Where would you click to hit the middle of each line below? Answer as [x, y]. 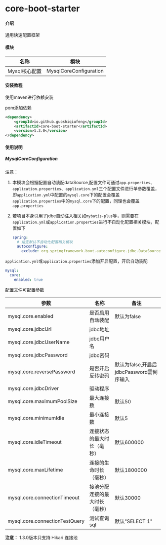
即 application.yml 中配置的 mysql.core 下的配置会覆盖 [66, 195]
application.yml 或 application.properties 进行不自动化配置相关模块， [83, 222]
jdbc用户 [99, 339]
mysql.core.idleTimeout [35, 442]
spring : [20, 237]
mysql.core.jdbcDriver [33, 388]
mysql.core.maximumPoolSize [42, 401]
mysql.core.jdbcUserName [39, 342]
